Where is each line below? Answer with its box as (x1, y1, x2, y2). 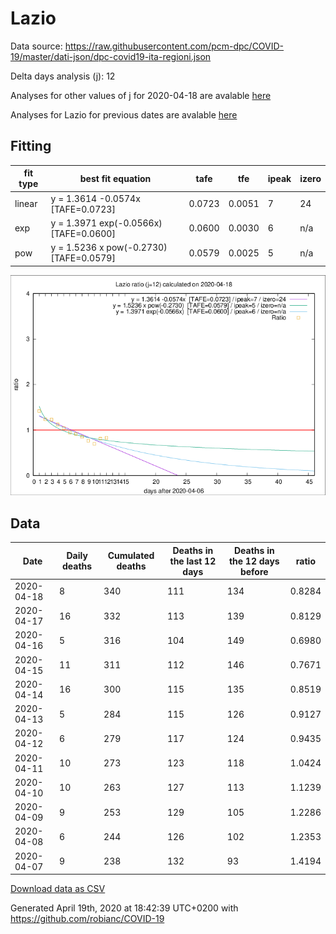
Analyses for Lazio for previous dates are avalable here (10, 108, 238, 121)
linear (14, 198, 38, 209)
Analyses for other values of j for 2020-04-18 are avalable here (10, 89, 272, 101)
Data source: (10, 40, 63, 52)
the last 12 (169, 555, 217, 567)
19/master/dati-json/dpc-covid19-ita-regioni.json (10, 50, 212, 62)
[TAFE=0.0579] (50, 252, 116, 264)
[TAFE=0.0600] (50, 227, 116, 239)
